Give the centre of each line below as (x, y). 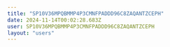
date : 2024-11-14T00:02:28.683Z (54, 20)
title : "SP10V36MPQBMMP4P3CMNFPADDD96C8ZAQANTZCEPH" (86, 13)
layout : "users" (31, 33)
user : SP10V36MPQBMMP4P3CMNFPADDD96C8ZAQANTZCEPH (81, 26)
